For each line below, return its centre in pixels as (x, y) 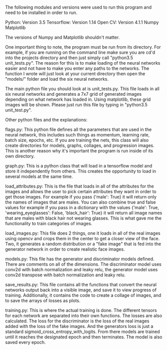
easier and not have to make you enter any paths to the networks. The (77, 68)
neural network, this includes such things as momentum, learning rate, (78, 135)
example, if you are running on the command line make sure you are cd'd (80, 52)
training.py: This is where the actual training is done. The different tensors (81, 310)
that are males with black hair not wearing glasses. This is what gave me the (83, 218)
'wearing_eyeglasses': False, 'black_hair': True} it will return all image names (84, 213)
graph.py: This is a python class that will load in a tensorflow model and (79, 166)
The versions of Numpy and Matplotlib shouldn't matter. (62, 37)
